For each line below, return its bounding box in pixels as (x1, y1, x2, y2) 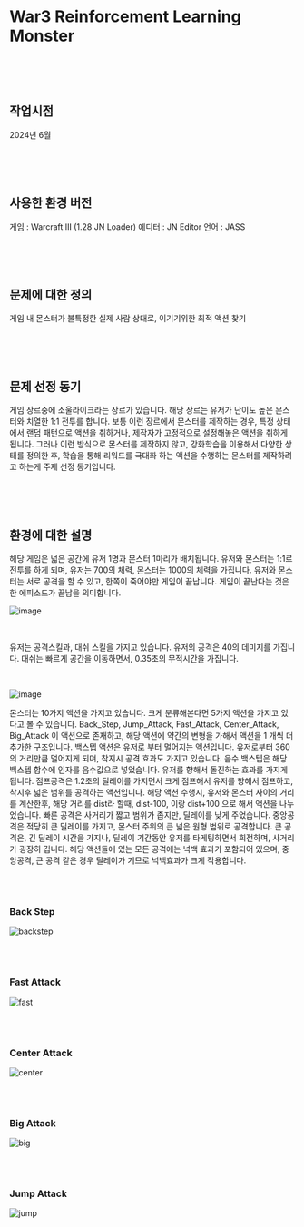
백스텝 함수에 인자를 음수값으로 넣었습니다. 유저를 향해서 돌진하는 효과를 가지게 (9, 764, 289, 775)
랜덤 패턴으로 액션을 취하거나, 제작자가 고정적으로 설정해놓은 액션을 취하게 (25, 427, 289, 438)
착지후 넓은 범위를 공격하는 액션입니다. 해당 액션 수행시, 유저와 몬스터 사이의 (9, 787, 279, 798)
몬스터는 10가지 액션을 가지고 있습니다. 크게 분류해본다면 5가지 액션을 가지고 (9, 708, 279, 718)
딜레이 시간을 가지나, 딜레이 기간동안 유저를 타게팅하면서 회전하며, (37, 832, 270, 843)
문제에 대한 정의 (9, 287, 93, 302)
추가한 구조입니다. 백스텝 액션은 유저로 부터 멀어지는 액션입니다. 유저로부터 (9, 741, 274, 752)
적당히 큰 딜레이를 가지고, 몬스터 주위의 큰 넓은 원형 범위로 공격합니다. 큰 (25, 821, 283, 831)
